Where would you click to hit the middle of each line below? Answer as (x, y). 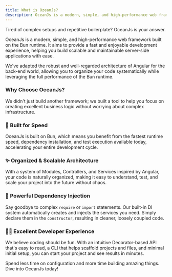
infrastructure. (20, 112)
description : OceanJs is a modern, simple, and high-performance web (81, 15)
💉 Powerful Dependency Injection (48, 196)
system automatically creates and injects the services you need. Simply (81, 212)
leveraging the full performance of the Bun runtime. (59, 76)
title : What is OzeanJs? (32, 10)
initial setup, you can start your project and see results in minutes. (75, 253)
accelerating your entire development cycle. (52, 147)
